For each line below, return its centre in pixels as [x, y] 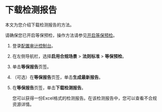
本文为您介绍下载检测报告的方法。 [40, 25]
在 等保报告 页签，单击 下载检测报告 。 [49, 87]
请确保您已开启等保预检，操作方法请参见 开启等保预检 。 [61, 35]
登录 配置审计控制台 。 [34, 45]
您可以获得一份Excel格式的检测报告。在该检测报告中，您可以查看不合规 [85, 98]
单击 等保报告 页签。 [32, 67]
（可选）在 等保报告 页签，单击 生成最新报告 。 [58, 77]
